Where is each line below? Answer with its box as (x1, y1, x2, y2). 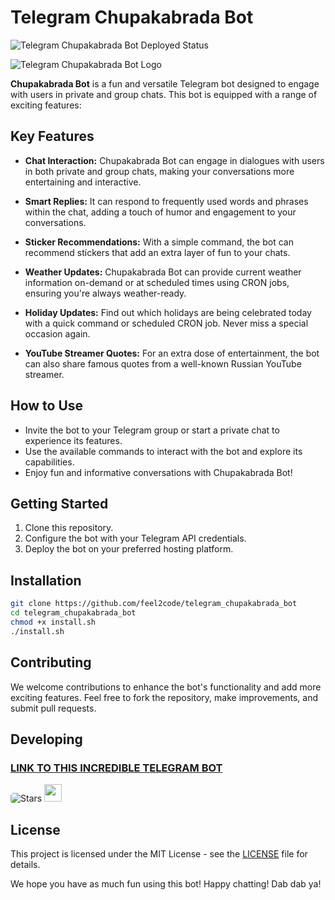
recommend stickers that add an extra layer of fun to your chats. (24, 246, 291, 258)
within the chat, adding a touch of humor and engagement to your (24, 206, 297, 218)
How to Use (10, 397, 84, 415)
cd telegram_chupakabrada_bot (10, 608, 137, 618)
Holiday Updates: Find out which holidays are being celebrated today (24, 306, 312, 318)
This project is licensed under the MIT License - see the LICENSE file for (10, 848, 308, 860)
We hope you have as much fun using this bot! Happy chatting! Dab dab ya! (10, 878, 322, 890)
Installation (10, 572, 82, 589)
